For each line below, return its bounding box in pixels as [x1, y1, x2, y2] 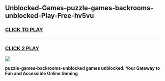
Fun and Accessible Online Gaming [5, 70, 78, 76]
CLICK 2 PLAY [5, 45, 39, 52]
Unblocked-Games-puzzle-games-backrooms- [5, 4, 154, 12]
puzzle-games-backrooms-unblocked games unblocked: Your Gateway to [5, 65, 160, 71]
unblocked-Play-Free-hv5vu [5, 12, 94, 20]
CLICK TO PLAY [5, 27, 43, 33]
